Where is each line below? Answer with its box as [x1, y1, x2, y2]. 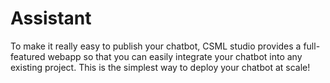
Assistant [10, 7, 92, 30]
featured [10, 50, 46, 62]
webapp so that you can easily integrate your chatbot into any [47, 50, 303, 62]
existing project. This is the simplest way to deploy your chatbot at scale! [10, 61, 311, 73]
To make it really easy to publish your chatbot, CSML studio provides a [10, 40, 302, 52]
